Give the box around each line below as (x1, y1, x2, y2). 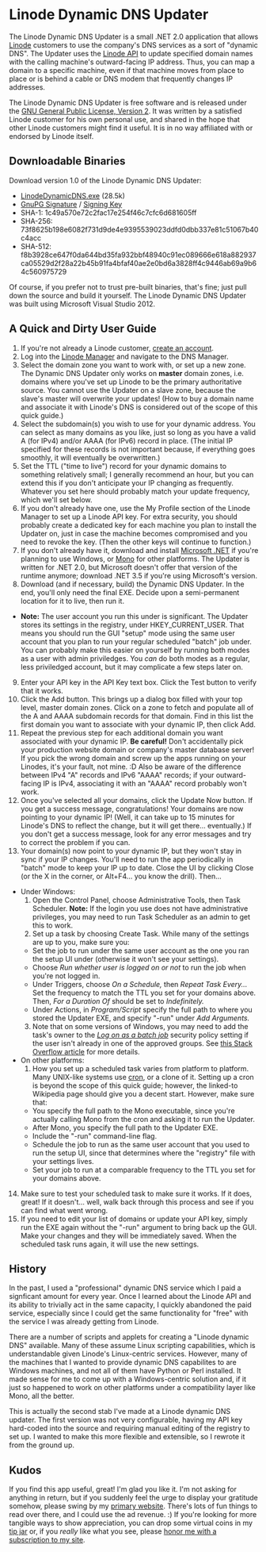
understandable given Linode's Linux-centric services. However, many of (9, 1349, 248, 1358)
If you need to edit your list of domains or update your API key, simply (20, 1214, 248, 1224)
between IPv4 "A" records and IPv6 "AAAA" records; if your (20, 770, 215, 779)
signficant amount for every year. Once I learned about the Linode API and (9, 1292, 252, 1301)
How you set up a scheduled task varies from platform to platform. (32, 1063, 249, 1073)
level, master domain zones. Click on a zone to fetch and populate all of (20, 702, 254, 712)
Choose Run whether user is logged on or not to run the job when (32, 962, 246, 972)
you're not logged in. (32, 970, 101, 981)
